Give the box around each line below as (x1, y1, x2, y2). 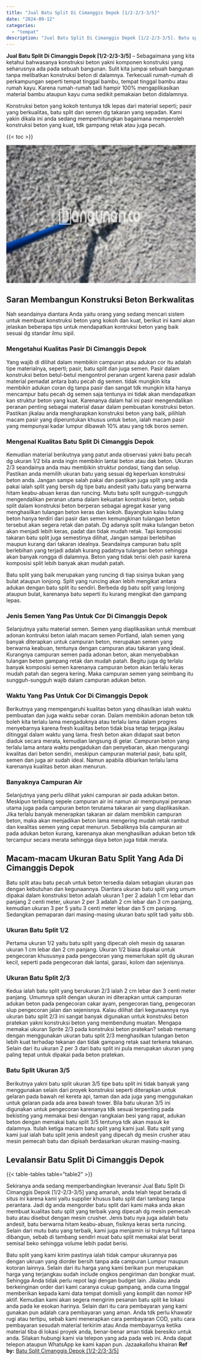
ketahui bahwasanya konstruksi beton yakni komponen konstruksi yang (6, 59, 183, 66)
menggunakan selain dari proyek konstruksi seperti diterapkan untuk (6, 1086, 176, 1094)
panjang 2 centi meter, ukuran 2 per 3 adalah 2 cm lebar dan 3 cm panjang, (6, 898, 193, 905)
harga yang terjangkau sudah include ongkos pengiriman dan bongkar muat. (6, 1270, 195, 1278)
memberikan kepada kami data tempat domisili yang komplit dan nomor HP (6, 1290, 192, 1297)
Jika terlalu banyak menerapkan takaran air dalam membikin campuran (6, 810, 182, 818)
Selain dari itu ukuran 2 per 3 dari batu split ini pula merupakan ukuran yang (6, 1045, 194, 1052)
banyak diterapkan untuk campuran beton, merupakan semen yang (6, 638, 173, 646)
